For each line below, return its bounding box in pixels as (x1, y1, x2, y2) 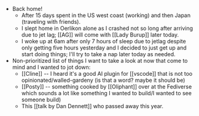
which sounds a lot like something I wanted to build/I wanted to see (21, 90, 192, 96)
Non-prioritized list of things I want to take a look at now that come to (12, 57, 188, 64)
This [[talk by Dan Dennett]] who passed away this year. (21, 103, 164, 109)
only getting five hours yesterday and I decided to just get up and (21, 44, 187, 51)
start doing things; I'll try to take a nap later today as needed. (21, 51, 176, 57)
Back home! (12, 5, 43, 12)
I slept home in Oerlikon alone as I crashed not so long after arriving (21, 24, 193, 32)
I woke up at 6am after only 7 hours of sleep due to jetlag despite (21, 38, 186, 45)
